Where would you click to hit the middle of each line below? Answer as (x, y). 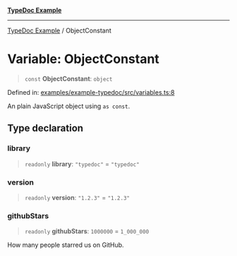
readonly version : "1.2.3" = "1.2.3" (77, 197)
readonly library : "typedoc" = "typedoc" (82, 164)
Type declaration (45, 128)
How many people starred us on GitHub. (66, 245)
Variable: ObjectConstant (84, 59)
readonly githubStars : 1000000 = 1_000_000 (87, 231)
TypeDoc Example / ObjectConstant (59, 30)
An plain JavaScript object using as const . (69, 106)
